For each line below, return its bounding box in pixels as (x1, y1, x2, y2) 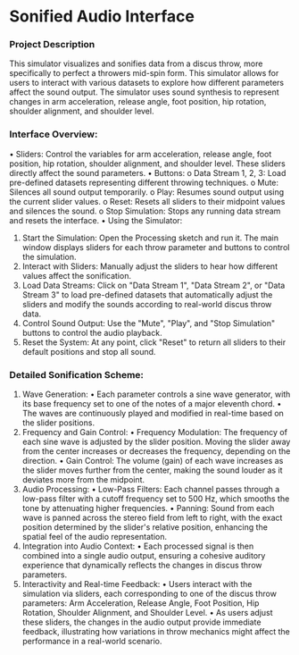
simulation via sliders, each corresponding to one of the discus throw (21, 588, 277, 600)
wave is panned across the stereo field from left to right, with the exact (21, 512, 283, 524)
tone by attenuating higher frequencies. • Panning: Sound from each (21, 503, 275, 514)
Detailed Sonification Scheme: (9, 368, 145, 381)
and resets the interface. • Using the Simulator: (9, 214, 183, 225)
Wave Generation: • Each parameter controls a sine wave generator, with (21, 389, 291, 399)
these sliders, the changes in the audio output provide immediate (21, 617, 262, 627)
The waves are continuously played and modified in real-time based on (21, 408, 284, 419)
